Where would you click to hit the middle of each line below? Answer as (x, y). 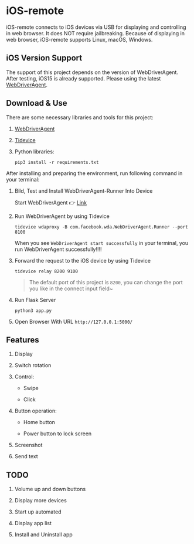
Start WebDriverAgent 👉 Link (50, 202)
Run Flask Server (35, 300)
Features (23, 340)
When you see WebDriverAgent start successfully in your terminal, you (101, 243)
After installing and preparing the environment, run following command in (94, 173)
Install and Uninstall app (44, 535)
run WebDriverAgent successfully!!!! (58, 249)
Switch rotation (33, 365)
